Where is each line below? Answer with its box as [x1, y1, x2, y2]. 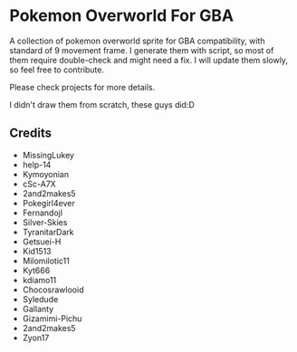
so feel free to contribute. [9, 64, 104, 75]
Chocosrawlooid [22, 284, 84, 295]
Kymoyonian [22, 168, 70, 179]
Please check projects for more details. [9, 81, 156, 92]
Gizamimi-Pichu [22, 313, 82, 324]
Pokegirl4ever [22, 197, 75, 208]
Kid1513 [22, 245, 52, 256]
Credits [9, 126, 53, 141]
